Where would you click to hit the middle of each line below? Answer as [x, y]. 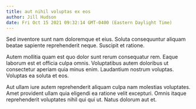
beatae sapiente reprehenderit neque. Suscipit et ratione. [75, 45]
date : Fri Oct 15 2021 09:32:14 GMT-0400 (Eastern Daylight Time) [89, 22]
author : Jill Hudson [31, 17]
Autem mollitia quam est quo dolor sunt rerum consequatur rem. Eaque [92, 57]
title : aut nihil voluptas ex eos [49, 11]
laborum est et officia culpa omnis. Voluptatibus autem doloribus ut [87, 63]
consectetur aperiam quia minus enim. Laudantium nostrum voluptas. [90, 70]
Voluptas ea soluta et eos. [38, 76]
